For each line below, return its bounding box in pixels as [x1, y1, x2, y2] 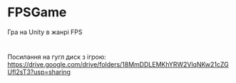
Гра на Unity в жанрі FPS [7, 28, 83, 36]
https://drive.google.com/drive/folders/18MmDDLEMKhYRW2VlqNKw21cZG [7, 60, 230, 69]
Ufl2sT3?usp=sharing [7, 68, 71, 77]
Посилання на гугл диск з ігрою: [7, 52, 107, 61]
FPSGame [7, 4, 67, 21]
